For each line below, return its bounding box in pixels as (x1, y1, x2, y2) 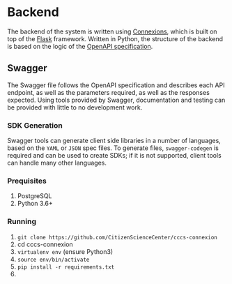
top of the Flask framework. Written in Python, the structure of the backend (7, 34, 224, 43)
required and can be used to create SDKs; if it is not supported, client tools (7, 151, 222, 160)
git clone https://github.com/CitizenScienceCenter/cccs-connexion (17, 234, 217, 241)
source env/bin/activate (17, 256, 90, 263)
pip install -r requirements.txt (17, 263, 115, 271)
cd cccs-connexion (17, 240, 73, 248)
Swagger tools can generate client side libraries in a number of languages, (7, 137, 221, 145)
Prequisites (7, 176, 47, 186)
